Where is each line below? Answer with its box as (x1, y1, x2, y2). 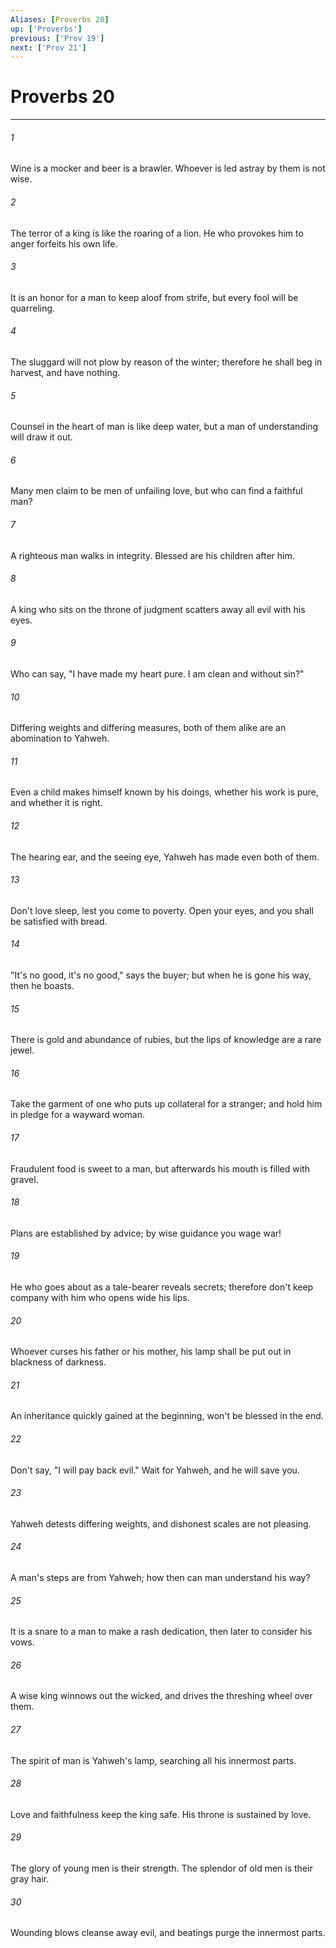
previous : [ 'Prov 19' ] (10, 33, 105, 43)
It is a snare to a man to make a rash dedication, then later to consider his (10, 1626, 313, 1638)
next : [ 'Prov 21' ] (10, 42, 87, 53)
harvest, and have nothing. (10, 367, 121, 378)
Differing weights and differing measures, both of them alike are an (10, 722, 287, 734)
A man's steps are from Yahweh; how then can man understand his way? (10, 1572, 311, 1584)
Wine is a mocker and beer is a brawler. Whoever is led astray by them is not (10, 162, 326, 175)
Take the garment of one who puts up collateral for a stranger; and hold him (10, 1098, 323, 1110)
